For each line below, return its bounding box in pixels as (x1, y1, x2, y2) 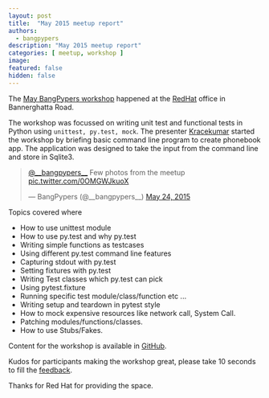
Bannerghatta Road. (8, 102, 75, 112)
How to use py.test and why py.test (19, 231, 137, 241)
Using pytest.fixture (19, 282, 86, 292)
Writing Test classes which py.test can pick (19, 274, 163, 284)
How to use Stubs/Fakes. (19, 325, 103, 334)
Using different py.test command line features (19, 248, 172, 258)
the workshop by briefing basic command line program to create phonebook (8, 134, 261, 145)
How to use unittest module (19, 223, 112, 232)
